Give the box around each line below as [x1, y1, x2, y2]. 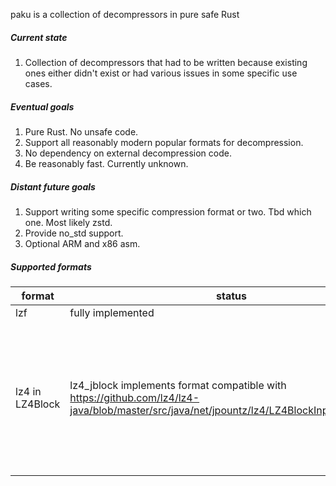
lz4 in [15, 384, 42, 398]
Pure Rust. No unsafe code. [24, 125, 139, 138]
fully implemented [69, 305, 155, 319]
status [216, 289, 248, 303]
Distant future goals [10, 180, 96, 193]
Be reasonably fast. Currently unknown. [24, 157, 189, 169]
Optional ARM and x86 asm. [24, 237, 141, 249]
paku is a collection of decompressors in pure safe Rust [10, 9, 240, 20]
